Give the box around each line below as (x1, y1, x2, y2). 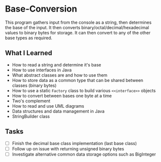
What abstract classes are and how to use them (12, 72, 108, 78)
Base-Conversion (5, 3, 78, 15)
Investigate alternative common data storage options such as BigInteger (12, 151, 156, 157)
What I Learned (5, 49, 52, 57)
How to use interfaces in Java (12, 67, 72, 73)
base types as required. (5, 35, 52, 41)
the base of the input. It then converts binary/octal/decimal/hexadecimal (5, 24, 149, 30)
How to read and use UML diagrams (12, 103, 84, 109)
